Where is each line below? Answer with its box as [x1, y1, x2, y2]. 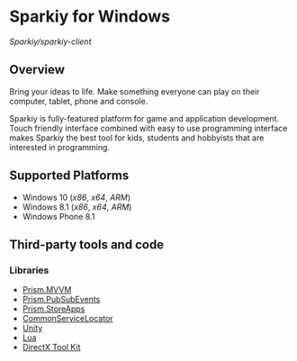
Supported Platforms [9, 168, 130, 184]
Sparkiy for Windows [9, 6, 171, 27]
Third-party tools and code [9, 237, 165, 252]
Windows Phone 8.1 [22, 211, 95, 221]
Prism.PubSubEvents [22, 294, 101, 305]
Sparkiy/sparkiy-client [9, 36, 92, 47]
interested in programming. [9, 141, 111, 152]
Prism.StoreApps [22, 303, 85, 314]
